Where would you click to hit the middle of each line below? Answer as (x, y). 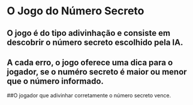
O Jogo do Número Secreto (76, 11)
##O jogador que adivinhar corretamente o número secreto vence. (89, 95)
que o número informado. (55, 81)
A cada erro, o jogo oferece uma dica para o (90, 62)
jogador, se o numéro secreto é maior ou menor (97, 72)
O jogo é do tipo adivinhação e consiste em (88, 33)
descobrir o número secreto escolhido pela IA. (95, 42)
